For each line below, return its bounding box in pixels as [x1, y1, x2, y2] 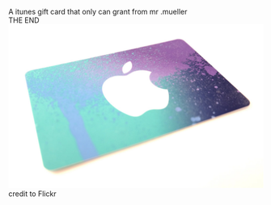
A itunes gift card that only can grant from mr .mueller [8, 7, 188, 16]
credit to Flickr [8, 189, 57, 199]
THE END [8, 15, 40, 25]
